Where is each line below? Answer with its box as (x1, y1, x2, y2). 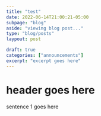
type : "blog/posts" (6, 31, 55, 37)
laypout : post (6, 36, 42, 42)
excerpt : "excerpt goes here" (6, 57, 81, 64)
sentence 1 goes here (6, 103, 59, 110)
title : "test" (6, 8, 42, 15)
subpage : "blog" (6, 20, 46, 25)
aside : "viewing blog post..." (6, 25, 84, 31)
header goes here (6, 83, 95, 96)
